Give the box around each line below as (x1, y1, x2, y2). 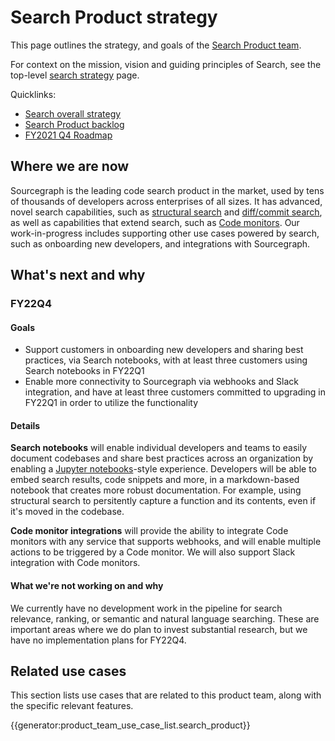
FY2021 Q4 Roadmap (24, 129, 113, 141)
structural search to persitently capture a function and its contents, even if (10, 495, 317, 507)
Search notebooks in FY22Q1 (24, 365, 145, 377)
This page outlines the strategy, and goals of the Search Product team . (10, 39, 302, 51)
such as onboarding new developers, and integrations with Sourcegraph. (10, 237, 311, 250)
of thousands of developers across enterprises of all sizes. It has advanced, (10, 195, 323, 207)
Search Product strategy (10, 6, 218, 29)
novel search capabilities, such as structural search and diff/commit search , (10, 206, 323, 218)
